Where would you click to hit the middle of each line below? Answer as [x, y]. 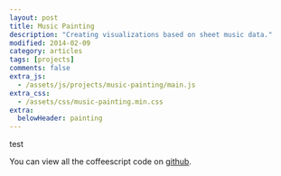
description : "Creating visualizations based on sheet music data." [141, 34]
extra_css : [30, 93]
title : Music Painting [52, 26]
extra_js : [28, 77]
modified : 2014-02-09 [50, 43]
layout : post [34, 18]
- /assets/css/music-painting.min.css [91, 102]
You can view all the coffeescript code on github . [101, 162]
